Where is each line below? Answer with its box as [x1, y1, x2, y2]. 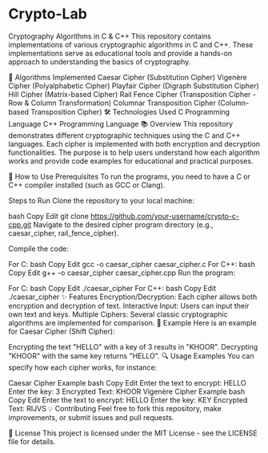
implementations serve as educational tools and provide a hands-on [8, 48, 233, 58]
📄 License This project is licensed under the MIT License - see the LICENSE [8, 428, 258, 438]
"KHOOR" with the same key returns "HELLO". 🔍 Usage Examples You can [8, 350, 254, 361]
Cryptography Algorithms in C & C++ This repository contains [8, 31, 212, 41]
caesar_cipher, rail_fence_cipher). [8, 228, 119, 237]
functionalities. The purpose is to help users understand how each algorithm [8, 148, 260, 157]
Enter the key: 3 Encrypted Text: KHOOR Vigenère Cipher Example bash [8, 386, 246, 396]
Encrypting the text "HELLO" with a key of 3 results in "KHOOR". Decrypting [8, 342, 258, 351]
